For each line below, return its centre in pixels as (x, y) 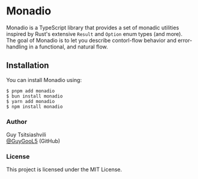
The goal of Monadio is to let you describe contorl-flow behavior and (91, 40)
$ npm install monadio (34, 107)
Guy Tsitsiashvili (26, 135)
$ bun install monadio (34, 96)
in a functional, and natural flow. (68, 47)
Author (17, 122)
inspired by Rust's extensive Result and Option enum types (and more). (94, 34)
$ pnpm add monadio (31, 91)
